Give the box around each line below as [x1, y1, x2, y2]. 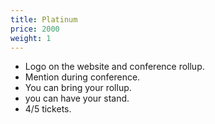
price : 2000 [10, 24, 60, 34]
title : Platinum [10, 14, 78, 25]
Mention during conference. [24, 71, 141, 83]
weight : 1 [10, 33, 52, 43]
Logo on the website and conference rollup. [24, 61, 205, 73]
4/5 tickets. [24, 103, 72, 115]
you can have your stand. [24, 92, 130, 105]
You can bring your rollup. [24, 82, 132, 94]
